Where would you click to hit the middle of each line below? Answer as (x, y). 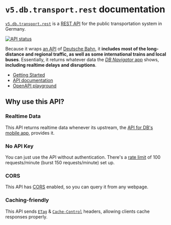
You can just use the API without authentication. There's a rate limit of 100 (83, 157)
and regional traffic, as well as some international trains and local (96, 54)
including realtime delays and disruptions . (51, 65)
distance (15, 54)
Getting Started (29, 74)
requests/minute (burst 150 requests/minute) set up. (60, 162)
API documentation (33, 80)
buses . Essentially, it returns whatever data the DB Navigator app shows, (82, 59)
